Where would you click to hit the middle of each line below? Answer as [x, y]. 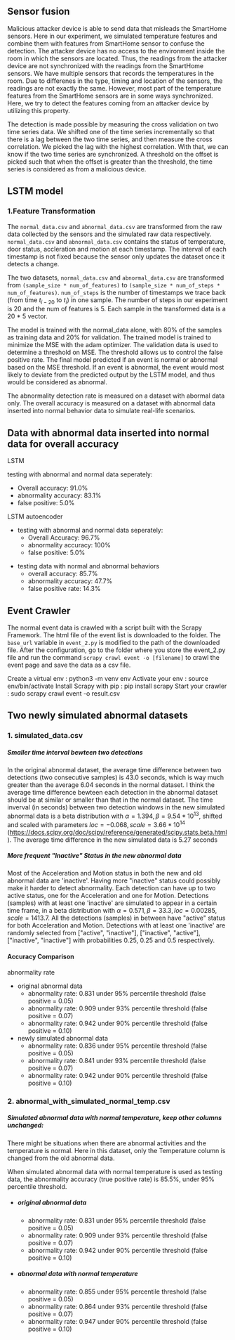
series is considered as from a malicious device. [77, 169]
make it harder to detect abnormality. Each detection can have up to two [112, 888]
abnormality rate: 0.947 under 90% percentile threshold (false [117, 1321]
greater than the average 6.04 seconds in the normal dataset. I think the [111, 785]
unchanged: [26, 1125]
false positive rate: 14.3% [64, 589]
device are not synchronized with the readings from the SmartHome [106, 65]
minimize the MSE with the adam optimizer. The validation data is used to [113, 345]
